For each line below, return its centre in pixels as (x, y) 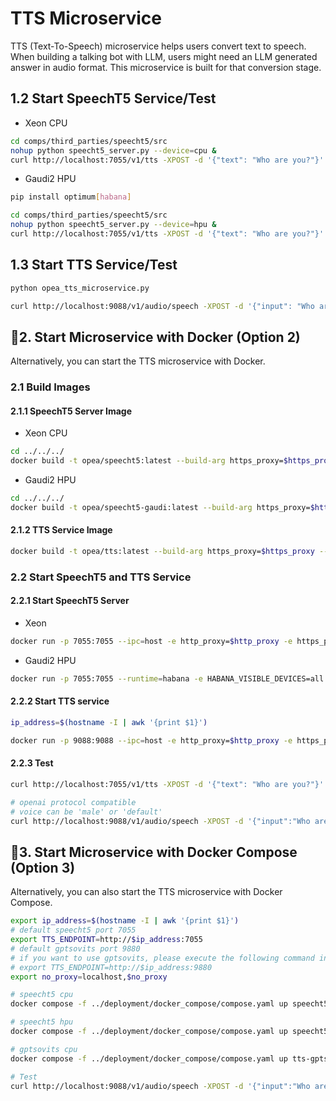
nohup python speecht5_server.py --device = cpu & (113, 150)
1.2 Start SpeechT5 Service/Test (113, 98)
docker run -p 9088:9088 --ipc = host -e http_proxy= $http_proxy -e (151, 740)
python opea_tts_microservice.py (80, 288)
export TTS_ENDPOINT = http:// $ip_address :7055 (106, 940)
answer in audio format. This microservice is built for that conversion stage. (166, 67)
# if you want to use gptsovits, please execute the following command (162, 958)
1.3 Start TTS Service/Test (94, 265)
